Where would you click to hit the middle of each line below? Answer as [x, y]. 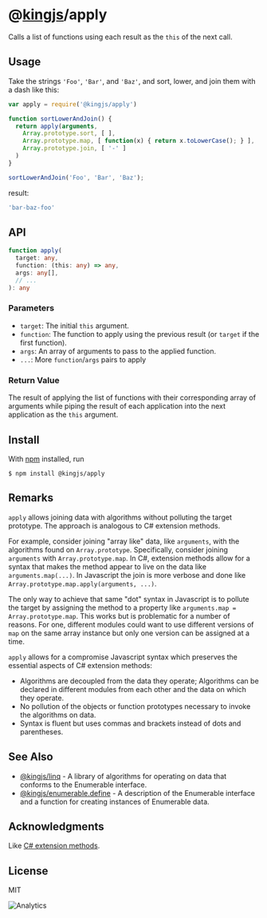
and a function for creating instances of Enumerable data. [114, 801]
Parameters [31, 308]
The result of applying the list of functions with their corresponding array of [132, 398]
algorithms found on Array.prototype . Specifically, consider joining [118, 549]
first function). [43, 342]
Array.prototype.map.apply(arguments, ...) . [82, 584]
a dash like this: [34, 89]
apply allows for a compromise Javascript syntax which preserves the [123, 657]
